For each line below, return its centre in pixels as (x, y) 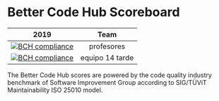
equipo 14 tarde (107, 58)
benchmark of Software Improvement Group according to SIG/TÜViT (107, 82)
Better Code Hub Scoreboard (94, 12)
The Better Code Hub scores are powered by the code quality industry (109, 75)
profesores (107, 46)
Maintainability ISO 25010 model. (55, 90)
